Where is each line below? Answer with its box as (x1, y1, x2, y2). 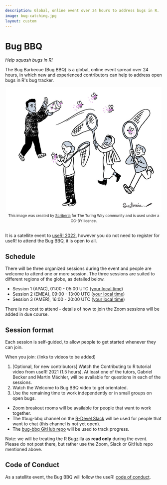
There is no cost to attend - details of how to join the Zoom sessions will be (5, 306, 160, 312)
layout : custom (5, 18, 37, 23)
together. (12, 410, 31, 416)
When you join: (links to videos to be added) (5, 354, 96, 360)
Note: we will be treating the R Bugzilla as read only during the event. (5, 436, 148, 442)
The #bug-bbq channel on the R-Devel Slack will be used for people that (12, 415, 162, 421)
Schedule (5, 252, 36, 261)
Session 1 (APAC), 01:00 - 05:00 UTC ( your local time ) (12, 286, 124, 292)
